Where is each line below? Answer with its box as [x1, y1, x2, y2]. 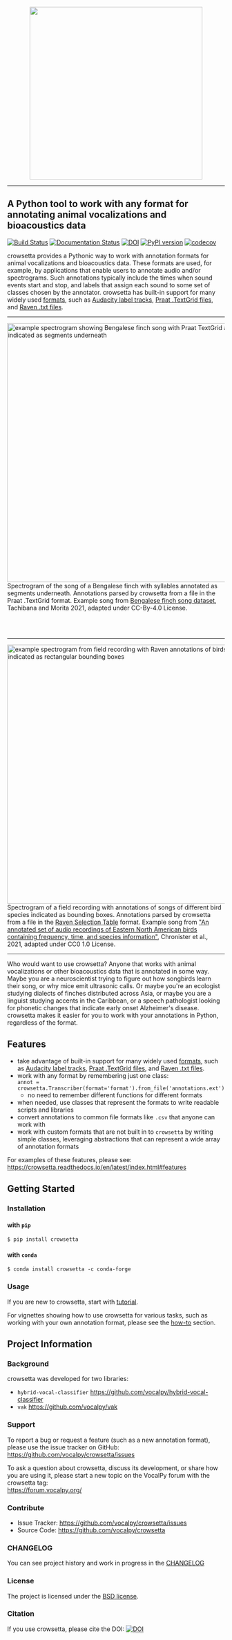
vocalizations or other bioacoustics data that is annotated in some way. [7, 967, 209, 975]
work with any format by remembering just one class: [17, 1071, 169, 1079]
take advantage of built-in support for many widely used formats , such [17, 1057, 219, 1065]
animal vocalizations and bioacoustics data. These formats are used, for [7, 258, 212, 267]
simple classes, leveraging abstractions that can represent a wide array [17, 1135, 221, 1143]
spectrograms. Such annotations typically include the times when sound [7, 273, 213, 282]
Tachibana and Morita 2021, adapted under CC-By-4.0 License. [7, 604, 188, 612]
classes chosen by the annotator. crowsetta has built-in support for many [7, 288, 216, 296]
